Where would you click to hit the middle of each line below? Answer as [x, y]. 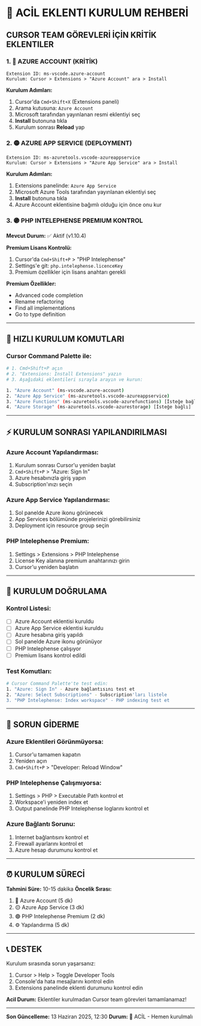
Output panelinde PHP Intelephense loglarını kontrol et [82, 809]
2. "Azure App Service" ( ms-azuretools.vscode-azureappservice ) [88, 396]
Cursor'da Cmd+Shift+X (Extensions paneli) [67, 101]
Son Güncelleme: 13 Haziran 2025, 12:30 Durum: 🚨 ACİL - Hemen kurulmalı [100, 1017]
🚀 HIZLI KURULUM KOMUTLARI [65, 339]
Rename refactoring [39, 302]
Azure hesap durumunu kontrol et [56, 850]
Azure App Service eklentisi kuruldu [59, 628]
